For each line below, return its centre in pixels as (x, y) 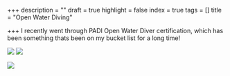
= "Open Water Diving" (40, 17)
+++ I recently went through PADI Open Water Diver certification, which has (115, 31)
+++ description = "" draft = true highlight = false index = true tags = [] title (114, 10)
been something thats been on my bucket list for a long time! (94, 38)
